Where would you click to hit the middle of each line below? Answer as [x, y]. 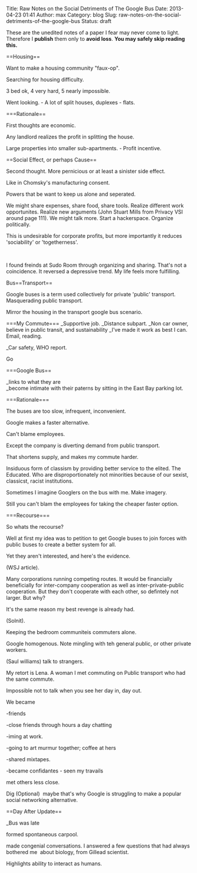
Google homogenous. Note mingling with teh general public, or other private [99, 644]
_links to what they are [33, 382]
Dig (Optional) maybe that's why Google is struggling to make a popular [94, 794]
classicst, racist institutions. [40, 481]
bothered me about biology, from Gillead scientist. [68, 852]
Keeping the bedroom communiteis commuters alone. [71, 632]
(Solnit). [16, 621]
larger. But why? [26, 598]
